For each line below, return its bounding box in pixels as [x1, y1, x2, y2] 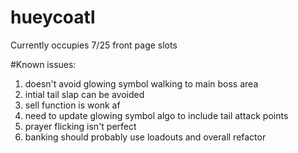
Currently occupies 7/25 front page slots [10, 39, 178, 51]
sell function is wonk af [24, 99, 121, 111]
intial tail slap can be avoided [24, 88, 145, 100]
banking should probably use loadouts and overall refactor [24, 131, 267, 143]
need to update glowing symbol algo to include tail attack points [24, 109, 289, 121]
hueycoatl [10, 6, 96, 29]
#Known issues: [10, 58, 77, 70]
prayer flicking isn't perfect [24, 120, 137, 132]
